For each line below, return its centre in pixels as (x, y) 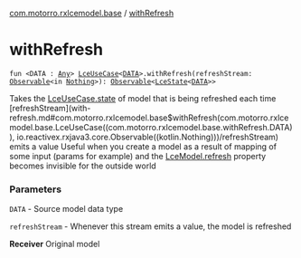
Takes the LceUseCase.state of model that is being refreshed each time (143, 98)
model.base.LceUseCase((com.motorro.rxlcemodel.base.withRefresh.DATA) (151, 127)
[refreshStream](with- (50, 108)
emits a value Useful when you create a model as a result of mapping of (143, 146)
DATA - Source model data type (66, 209)
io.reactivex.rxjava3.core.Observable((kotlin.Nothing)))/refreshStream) (147, 137)
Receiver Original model (55, 244)
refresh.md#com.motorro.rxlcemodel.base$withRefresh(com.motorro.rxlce (149, 118)
